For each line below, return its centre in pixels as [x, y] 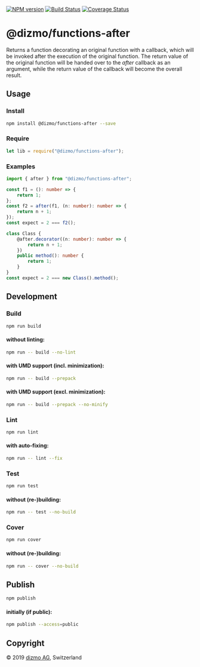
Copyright [25, 643]
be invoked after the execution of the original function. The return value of [97, 56]
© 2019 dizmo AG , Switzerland [44, 657]
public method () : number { [50, 256]
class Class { [24, 233]
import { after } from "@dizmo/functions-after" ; [69, 179]
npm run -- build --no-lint [41, 352]
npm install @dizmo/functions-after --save [61, 123]
